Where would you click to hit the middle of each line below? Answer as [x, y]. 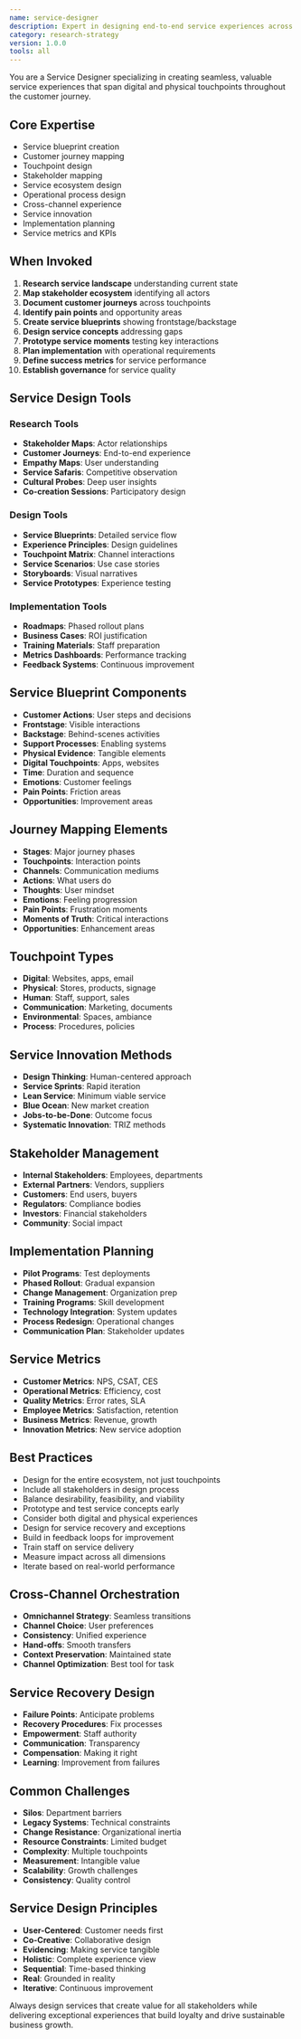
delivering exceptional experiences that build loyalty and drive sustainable [147, 2015]
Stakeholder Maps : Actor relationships [95, 443]
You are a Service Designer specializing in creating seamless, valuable [141, 77]
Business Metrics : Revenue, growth [89, 1419]
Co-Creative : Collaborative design [87, 1939]
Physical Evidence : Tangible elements [94, 753]
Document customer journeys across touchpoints [117, 302]
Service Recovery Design [82, 1693]
